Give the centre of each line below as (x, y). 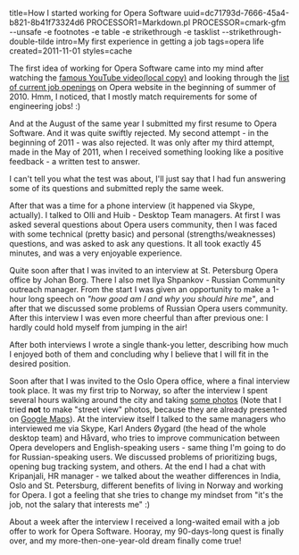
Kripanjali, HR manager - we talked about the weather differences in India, (145, 476)
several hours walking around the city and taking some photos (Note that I (145, 400)
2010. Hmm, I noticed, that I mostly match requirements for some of (133, 97)
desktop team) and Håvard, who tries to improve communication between (145, 438)
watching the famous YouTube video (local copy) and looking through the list (149, 78)
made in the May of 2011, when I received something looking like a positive (146, 152)
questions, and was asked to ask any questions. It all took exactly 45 (135, 244)
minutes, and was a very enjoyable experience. (96, 253)
